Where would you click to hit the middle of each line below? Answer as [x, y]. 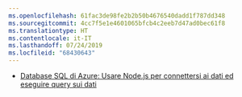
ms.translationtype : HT [48, 30]
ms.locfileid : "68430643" [52, 53]
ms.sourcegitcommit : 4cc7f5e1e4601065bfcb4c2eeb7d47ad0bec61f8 [117, 23]
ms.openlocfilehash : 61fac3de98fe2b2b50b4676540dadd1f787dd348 [117, 16]
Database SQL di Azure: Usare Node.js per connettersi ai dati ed [127, 76]
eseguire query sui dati [58, 84]
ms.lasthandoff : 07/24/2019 [56, 46]
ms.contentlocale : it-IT [50, 38]
